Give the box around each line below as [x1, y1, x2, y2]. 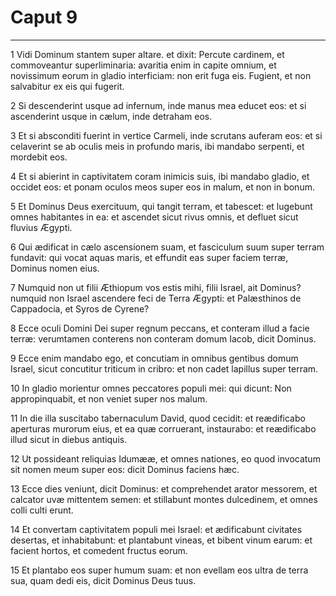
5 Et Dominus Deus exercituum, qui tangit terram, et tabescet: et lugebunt [10, 200, 313, 212]
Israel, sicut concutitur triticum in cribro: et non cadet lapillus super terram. [10, 362, 319, 375]
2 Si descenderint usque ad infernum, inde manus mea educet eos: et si [10, 99, 307, 111]
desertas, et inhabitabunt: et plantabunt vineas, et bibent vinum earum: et [10, 534, 313, 546]
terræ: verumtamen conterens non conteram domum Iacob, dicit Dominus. [10, 332, 317, 345]
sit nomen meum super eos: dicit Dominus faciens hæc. [10, 463, 240, 475]
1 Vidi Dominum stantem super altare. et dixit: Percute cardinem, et [10, 48, 285, 60]
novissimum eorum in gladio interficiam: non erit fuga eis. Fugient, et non [10, 69, 312, 81]
